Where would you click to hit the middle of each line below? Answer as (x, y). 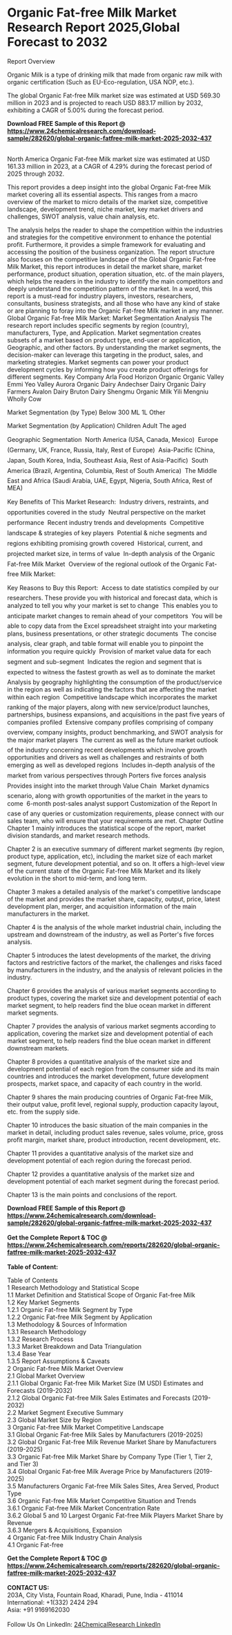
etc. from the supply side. (43, 1111)
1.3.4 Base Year (29, 1354)
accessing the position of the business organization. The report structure (111, 252)
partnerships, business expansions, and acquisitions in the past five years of (116, 714)
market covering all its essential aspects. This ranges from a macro (103, 194)
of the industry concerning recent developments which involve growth (107, 750)
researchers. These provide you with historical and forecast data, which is (113, 598)
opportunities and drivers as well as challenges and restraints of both (106, 757)
